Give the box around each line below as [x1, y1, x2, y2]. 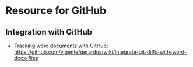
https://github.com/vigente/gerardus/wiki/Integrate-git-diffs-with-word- [13, 49, 187, 55]
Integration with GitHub [5, 27, 93, 37]
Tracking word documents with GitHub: [13, 42, 108, 49]
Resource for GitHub [5, 4, 107, 17]
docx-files [13, 55, 38, 61]
